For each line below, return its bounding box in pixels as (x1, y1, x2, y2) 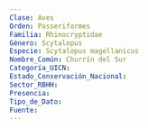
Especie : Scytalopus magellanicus (9, 47, 140, 56)
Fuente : (9, 105, 39, 114)
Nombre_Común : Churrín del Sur (9, 55, 127, 64)
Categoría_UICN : (9, 64, 70, 73)
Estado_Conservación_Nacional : (9, 72, 127, 81)
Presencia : (9, 88, 51, 97)
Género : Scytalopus (9, 38, 83, 48)
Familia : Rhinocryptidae (9, 30, 103, 39)
